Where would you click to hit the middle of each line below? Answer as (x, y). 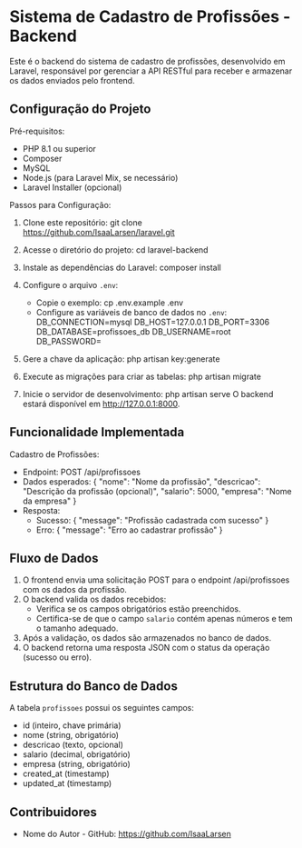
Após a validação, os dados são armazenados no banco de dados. (147, 638)
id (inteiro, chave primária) (72, 725)
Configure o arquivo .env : (70, 284)
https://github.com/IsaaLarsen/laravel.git (98, 232)
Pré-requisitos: (37, 131)
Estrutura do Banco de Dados (94, 686)
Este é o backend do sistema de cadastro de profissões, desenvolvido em (147, 61)
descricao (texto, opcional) (73, 745)
